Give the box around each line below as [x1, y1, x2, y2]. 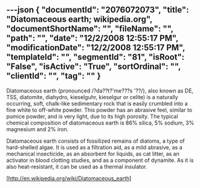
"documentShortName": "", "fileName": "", [6, 24, 173, 34]
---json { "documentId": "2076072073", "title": [6, 5, 189, 15]
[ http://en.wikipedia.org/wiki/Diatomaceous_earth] [6, 175, 132, 182]
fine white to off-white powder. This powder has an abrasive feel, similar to [6, 106, 192, 114]
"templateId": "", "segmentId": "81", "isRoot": [6, 52, 185, 62]
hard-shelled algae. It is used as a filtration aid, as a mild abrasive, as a [6, 143, 182, 151]
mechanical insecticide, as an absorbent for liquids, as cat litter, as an [6, 150, 180, 157]
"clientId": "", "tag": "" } [6, 71, 101, 81]
